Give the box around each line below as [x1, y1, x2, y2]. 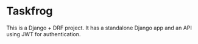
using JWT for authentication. [6, 30, 81, 37]
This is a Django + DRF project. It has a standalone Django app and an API [6, 24, 192, 31]
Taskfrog [6, 4, 53, 18]
